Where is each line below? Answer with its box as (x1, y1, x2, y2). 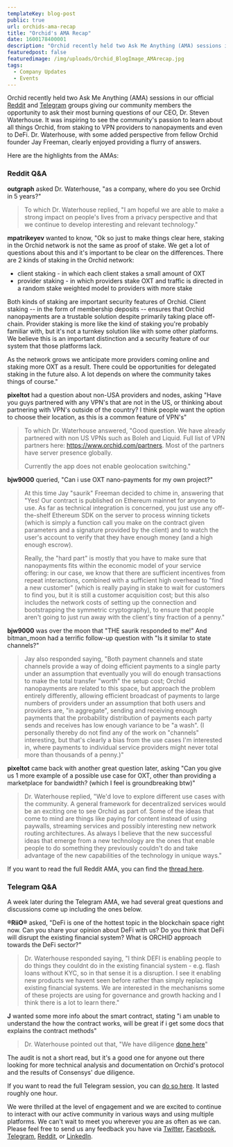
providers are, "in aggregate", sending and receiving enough (24, 706, 198, 714)
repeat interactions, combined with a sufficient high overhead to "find (24, 576, 223, 584)
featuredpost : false (7, 49, 67, 56)
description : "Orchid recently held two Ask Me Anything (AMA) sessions (7, 42, 222, 49)
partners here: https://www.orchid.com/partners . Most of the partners (24, 441, 225, 449)
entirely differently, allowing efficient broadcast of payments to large (24, 692, 220, 700)
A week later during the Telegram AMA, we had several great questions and (7, 897, 223, 906)
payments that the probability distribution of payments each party (24, 713, 213, 722)
